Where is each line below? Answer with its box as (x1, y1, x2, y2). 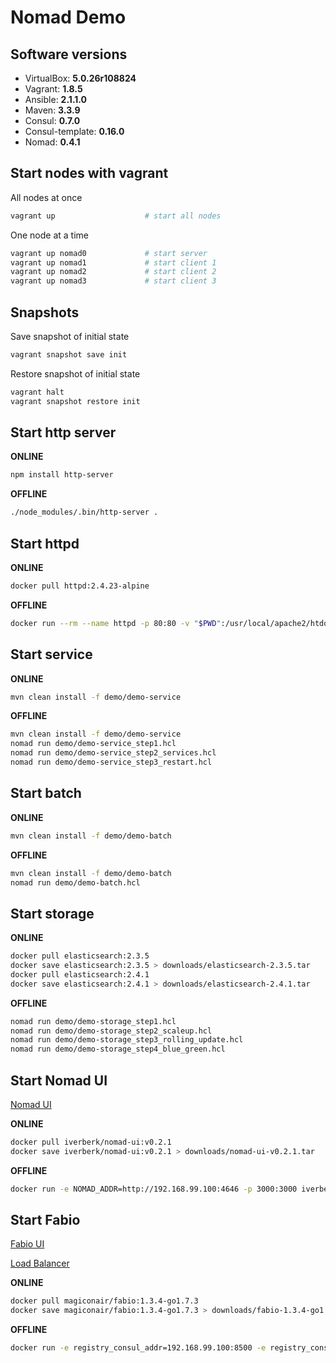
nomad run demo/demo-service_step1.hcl (10, 739, 177, 749)
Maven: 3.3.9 (24, 104, 81, 116)
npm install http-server (10, 470, 114, 480)
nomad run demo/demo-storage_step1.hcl (10, 1016, 177, 1026)
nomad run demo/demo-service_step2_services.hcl (10, 748, 217, 758)
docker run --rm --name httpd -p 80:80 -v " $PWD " (10, 618, 222, 628)
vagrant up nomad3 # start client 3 (10, 276, 217, 286)
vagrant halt (10, 387, 65, 397)
